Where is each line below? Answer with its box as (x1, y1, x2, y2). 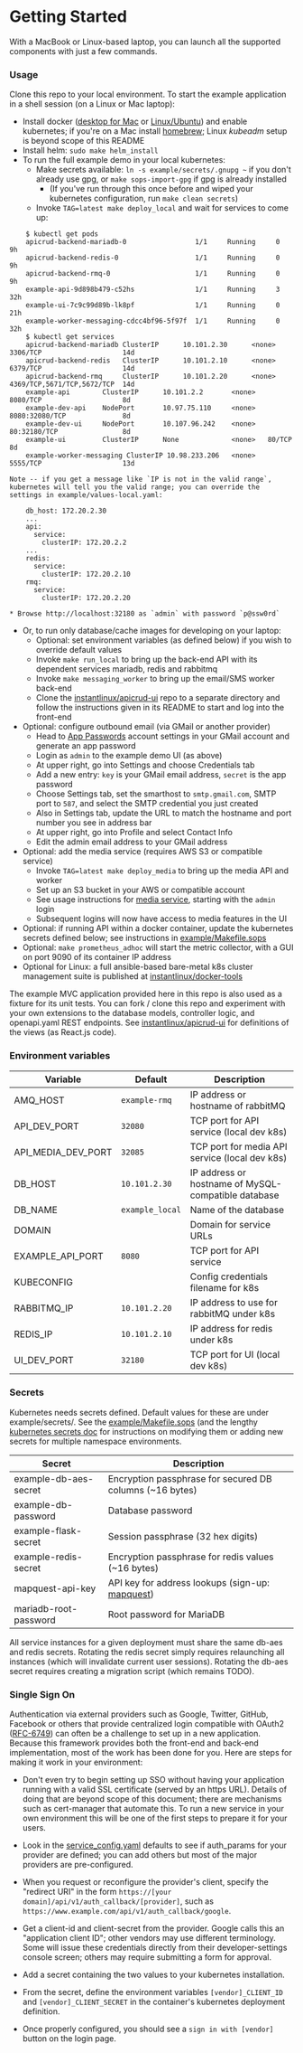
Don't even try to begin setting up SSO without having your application (22, 1775, 285, 1785)
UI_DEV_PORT (14, 1353, 74, 1366)
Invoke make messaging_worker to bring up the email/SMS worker (35, 673, 275, 684)
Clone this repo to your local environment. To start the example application (9, 89, 287, 100)
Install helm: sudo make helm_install (22, 145, 160, 155)
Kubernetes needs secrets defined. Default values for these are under (9, 1407, 269, 1417)
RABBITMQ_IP (14, 1302, 74, 1314)
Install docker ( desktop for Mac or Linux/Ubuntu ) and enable (22, 116, 248, 127)
